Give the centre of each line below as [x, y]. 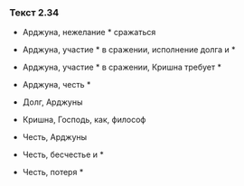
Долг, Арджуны [52, 102]
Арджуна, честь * [56, 85]
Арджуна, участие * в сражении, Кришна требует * [122, 67]
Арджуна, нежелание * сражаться [89, 33]
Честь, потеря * [53, 172]
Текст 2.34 [34, 13]
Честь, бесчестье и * [63, 154]
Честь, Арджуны [55, 137]
